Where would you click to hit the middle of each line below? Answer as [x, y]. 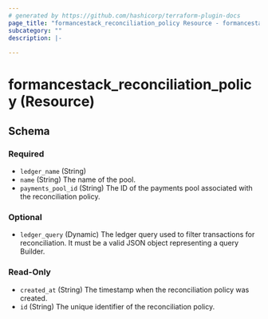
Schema [29, 131]
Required [26, 154]
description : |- [35, 38]
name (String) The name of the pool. [77, 179]
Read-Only [30, 272]
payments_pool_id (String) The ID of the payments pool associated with [136, 188]
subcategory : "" [35, 30]
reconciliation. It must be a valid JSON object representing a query [129, 243]
